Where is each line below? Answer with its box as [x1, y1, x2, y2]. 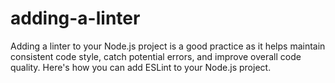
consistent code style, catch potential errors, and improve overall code [10, 50, 302, 62]
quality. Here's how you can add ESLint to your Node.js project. [10, 61, 272, 73]
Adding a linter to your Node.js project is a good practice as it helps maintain [10, 40, 326, 52]
